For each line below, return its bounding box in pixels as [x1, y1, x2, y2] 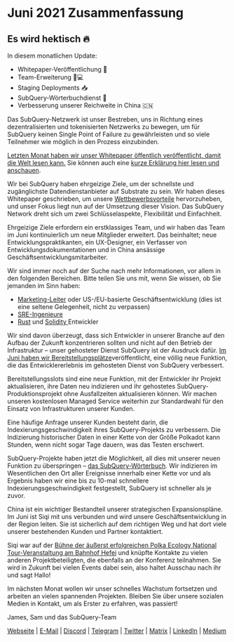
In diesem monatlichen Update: [7, 51, 97, 60]
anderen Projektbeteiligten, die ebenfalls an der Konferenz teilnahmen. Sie [7, 556, 222, 564]
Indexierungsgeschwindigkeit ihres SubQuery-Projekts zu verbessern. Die [7, 426, 221, 433]
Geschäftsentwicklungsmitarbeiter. [7, 253, 109, 261]
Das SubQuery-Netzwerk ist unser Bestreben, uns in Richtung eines [7, 115, 203, 124]
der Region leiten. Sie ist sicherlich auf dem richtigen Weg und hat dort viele [7, 520, 227, 528]
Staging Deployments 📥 [17, 84, 88, 92]
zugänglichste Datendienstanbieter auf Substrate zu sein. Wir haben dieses [7, 188, 226, 195]
